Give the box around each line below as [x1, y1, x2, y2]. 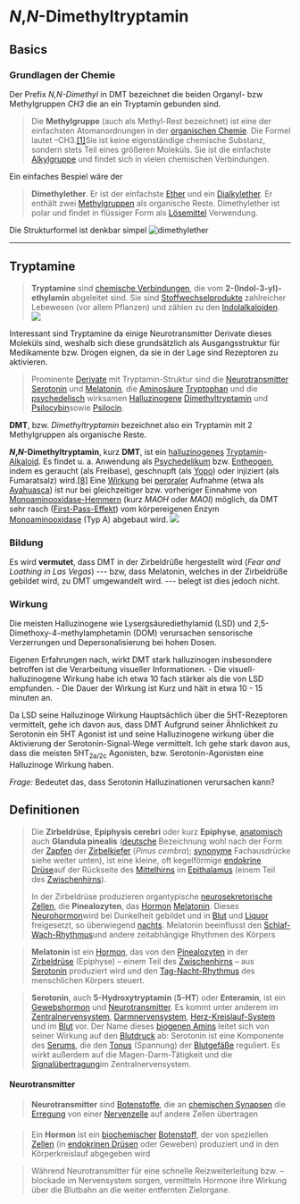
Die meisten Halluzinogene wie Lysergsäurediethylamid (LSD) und [9, 619, 252, 629]
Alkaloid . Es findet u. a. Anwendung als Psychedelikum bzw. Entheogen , [9, 456, 274, 467]
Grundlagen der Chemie [9, 69, 116, 81]
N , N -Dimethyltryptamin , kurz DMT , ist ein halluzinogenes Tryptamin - [9, 446, 268, 457]
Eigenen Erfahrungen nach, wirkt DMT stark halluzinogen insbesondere [9, 654, 272, 665]
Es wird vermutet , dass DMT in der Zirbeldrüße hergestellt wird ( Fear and [9, 556, 281, 567]
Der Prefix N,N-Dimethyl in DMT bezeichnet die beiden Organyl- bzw [9, 88, 263, 99]
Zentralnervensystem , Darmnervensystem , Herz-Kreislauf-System [30, 1011, 276, 1022]
